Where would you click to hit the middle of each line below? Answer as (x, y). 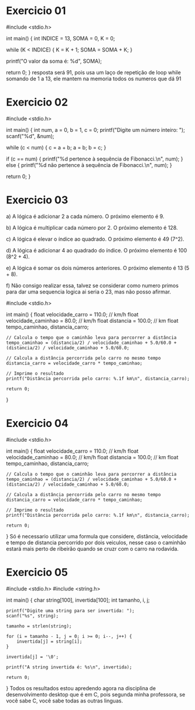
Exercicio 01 (36, 11)
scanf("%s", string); (32, 616)
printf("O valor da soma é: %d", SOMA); (54, 61)
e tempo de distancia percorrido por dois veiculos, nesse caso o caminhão (96, 542)
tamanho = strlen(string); (39, 626)
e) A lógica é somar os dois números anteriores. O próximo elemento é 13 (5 (98, 268)
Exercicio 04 (37, 424)
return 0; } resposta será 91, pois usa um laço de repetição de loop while (94, 72)
